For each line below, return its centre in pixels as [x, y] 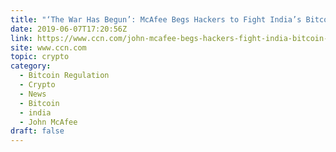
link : [21, 38]
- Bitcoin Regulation [64, 76]
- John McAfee [48, 122]
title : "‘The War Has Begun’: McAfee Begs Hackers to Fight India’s [156, 19]
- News [33, 94]
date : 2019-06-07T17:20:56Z [69, 29]
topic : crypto [40, 57]
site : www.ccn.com [48, 47]
